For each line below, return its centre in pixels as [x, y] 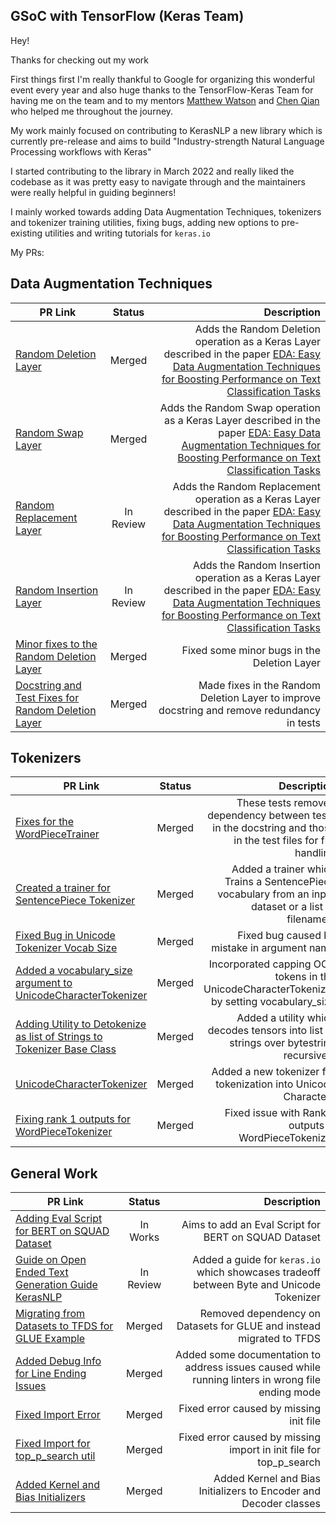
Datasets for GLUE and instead [248, 1326]
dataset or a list [286, 907]
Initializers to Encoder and [259, 1491]
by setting [234, 1002]
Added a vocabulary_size [74, 971]
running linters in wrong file [256, 1380]
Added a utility [270, 1018]
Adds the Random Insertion [256, 565]
